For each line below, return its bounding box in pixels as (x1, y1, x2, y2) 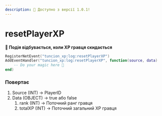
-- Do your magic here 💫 (14, 63, 64, 68)
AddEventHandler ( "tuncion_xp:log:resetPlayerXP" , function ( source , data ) (5, 58, 158, 63)
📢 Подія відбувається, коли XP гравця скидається (5, 44, 113, 50)
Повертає (5, 78, 29, 85)
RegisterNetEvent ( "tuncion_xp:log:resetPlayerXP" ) (5, 54, 110, 58)
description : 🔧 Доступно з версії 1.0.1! (5, 7, 90, 12)
